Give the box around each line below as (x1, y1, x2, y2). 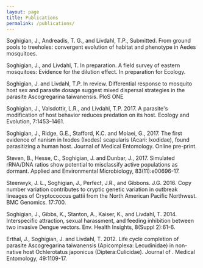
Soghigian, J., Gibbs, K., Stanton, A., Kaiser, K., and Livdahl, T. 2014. (6, 211, 177, 218)
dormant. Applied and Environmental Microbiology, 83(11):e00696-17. (6, 167, 180, 175)
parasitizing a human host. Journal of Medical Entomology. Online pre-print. (6, 143, 197, 150)
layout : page (6, 9, 40, 15)
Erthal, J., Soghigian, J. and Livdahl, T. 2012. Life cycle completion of (6, 236, 179, 243)
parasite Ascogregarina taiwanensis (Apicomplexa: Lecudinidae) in (6, 242, 174, 249)
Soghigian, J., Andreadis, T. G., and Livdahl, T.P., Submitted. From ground (6, 37, 191, 45)
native (6, 248, 22, 256)
